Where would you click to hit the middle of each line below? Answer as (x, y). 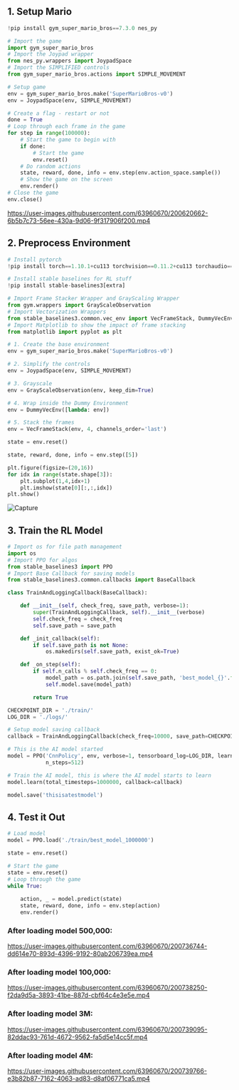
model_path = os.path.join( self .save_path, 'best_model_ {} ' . (138, 678)
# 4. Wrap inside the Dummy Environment (68, 403)
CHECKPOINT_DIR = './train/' (51, 710)
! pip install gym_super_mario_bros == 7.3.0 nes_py (83, 28)
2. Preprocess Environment (69, 243)
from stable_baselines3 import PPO (60, 566)
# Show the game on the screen (67, 180)
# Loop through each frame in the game (67, 127)
